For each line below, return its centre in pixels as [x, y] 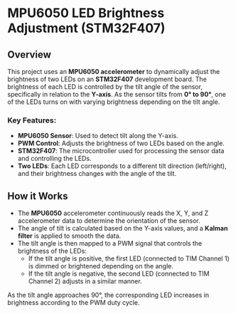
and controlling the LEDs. [54, 159]
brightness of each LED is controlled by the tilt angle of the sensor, [105, 87]
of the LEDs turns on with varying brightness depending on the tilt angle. [114, 102]
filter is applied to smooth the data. [69, 236]
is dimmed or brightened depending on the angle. [101, 266]
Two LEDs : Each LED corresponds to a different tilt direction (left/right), [122, 166]
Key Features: [32, 120]
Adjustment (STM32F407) [86, 28]
